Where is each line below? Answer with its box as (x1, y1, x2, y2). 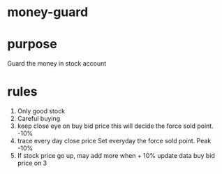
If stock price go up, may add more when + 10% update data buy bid (17, 152, 215, 160)
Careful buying (17, 115, 61, 123)
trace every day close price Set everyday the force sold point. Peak (17, 137, 212, 145)
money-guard (7, 4, 89, 20)
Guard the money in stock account (7, 59, 107, 68)
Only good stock (17, 107, 65, 115)
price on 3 (17, 159, 47, 168)
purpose (7, 36, 57, 52)
